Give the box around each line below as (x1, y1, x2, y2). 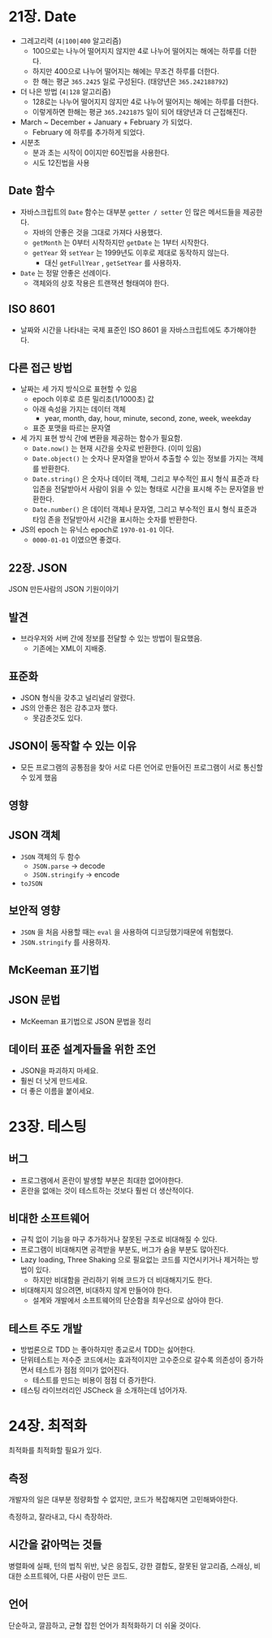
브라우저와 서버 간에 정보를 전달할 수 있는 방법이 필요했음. (19, 633, 203, 643)
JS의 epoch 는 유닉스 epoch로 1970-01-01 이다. (19, 525, 175, 535)
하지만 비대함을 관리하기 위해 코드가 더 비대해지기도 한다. (32, 1275, 213, 1285)
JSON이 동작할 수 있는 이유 (8, 739, 136, 753)
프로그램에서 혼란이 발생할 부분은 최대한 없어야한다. (19, 1175, 183, 1185)
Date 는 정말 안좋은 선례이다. (19, 267, 111, 277)
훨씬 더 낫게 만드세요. (19, 1075, 88, 1085)
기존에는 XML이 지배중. (32, 644, 107, 653)
